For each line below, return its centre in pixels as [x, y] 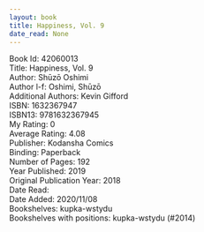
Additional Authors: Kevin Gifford [69, 96]
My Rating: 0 [32, 124]
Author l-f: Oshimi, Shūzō [55, 87]
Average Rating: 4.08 [47, 134]
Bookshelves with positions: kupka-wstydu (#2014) [102, 218]
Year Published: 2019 [48, 171]
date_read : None [39, 34]
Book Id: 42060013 [44, 59]
